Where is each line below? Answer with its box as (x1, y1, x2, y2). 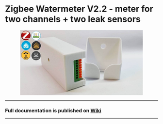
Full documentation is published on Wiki (5, 107, 101, 114)
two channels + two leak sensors (5, 14, 141, 25)
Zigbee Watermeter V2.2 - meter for (5, 3, 154, 15)
